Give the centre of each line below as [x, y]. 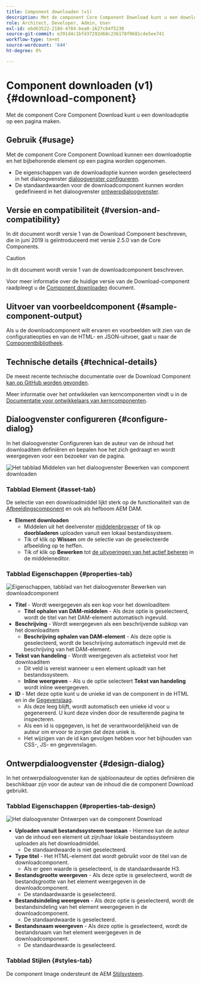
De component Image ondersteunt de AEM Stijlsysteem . [75, 973]
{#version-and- [130, 210]
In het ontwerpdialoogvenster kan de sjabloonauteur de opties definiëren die [100, 778]
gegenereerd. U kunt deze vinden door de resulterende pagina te [104, 713]
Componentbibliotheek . [35, 343]
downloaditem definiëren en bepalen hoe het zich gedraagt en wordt [91, 449]
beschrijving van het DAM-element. [68, 649]
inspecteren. [39, 719]
